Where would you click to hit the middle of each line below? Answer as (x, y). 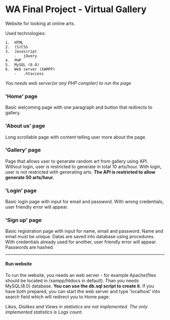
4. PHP (13, 60)
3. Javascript (21, 51)
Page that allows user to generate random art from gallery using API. (77, 161)
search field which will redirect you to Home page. (58, 297)
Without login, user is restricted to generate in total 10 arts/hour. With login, (83, 167)
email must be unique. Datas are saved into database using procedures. (80, 237)
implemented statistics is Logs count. (44, 312)
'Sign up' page (24, 220)
